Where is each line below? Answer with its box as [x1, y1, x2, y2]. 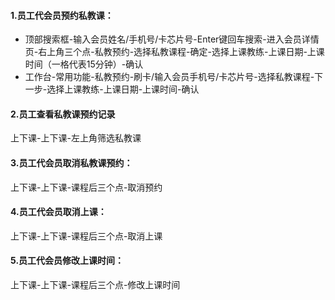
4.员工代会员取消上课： [10, 206, 107, 218]
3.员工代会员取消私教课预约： [10, 157, 133, 169]
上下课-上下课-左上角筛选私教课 [10, 132, 142, 144]
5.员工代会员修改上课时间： [10, 255, 125, 267]
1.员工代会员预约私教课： [10, 9, 114, 21]
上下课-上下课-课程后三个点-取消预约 [10, 181, 163, 193]
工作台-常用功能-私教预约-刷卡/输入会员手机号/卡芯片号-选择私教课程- [24, 71, 315, 83]
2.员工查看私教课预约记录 [10, 108, 116, 120]
